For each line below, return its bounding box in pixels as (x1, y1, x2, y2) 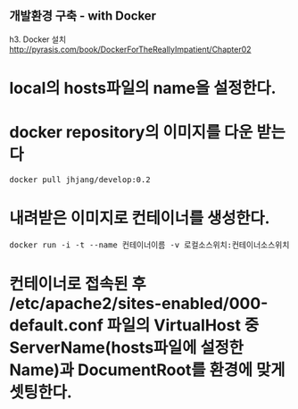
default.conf (9, 315, 104, 336)
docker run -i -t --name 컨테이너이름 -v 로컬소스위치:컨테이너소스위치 (9, 239, 290, 250)
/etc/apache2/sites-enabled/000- (9, 294, 269, 314)
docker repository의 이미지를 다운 (9, 122, 253, 143)
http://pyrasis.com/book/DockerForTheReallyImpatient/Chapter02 (9, 44, 252, 54)
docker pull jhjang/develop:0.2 (9, 174, 151, 185)
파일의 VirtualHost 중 (106, 315, 260, 336)
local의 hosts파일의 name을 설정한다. (9, 79, 277, 98)
